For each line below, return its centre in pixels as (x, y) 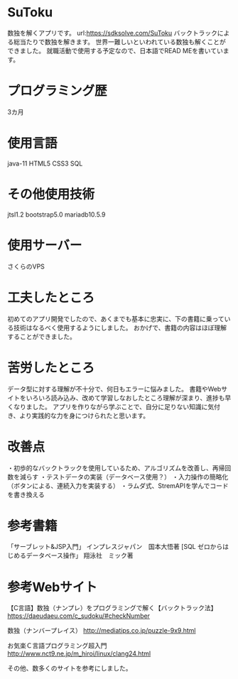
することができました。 (42, 336)
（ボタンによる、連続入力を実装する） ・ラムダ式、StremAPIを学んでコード (118, 485)
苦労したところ (51, 368)
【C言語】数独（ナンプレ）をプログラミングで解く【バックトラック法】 (112, 608)
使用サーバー (45, 245)
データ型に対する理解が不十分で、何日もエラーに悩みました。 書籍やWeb (114, 389)
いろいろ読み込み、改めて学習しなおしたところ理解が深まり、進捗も (125, 398)
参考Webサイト (52, 587)
